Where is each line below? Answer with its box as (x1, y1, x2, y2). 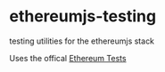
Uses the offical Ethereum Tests (9, 52, 127, 63)
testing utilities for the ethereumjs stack (9, 36, 154, 46)
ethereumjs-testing (9, 6, 157, 27)
